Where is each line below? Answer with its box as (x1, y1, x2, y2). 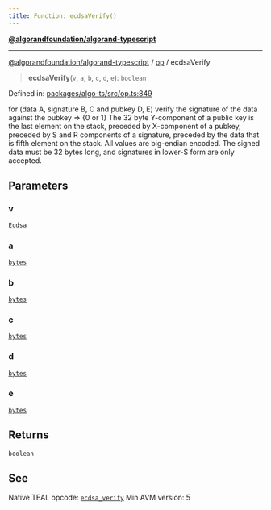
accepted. (8, 155, 42, 165)
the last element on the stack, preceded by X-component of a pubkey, (8, 121, 242, 131)
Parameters (8, 179, 69, 193)
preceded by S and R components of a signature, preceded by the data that (8, 130, 260, 140)
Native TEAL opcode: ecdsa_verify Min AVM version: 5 (8, 493, 191, 503)
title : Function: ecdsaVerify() (8, 11, 117, 20)
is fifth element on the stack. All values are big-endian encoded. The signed (8, 138, 261, 148)
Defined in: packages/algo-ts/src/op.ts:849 (8, 88, 152, 98)
